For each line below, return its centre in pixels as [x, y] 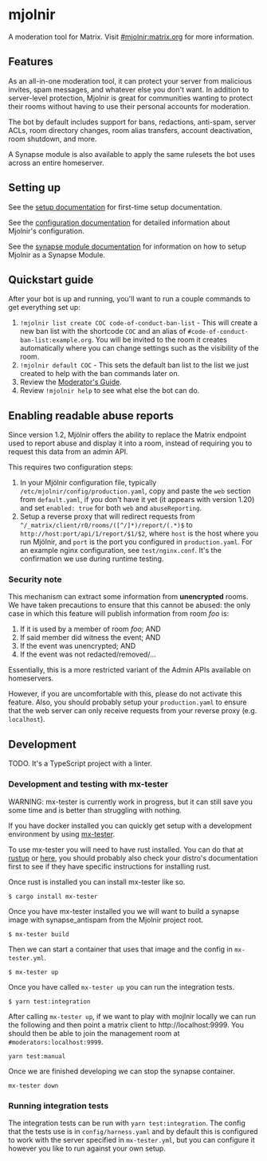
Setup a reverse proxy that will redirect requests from [107, 516]
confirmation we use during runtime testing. [92, 559]
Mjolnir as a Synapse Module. [57, 255]
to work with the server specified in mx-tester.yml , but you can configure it [132, 1139]
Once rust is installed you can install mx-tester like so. [97, 881]
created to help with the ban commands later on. [100, 374]
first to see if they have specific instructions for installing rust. [110, 866]
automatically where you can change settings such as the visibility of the [139, 348]
